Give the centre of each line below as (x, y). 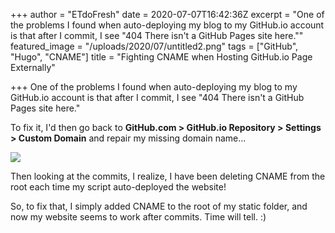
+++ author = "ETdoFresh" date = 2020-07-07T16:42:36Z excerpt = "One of (167, 14)
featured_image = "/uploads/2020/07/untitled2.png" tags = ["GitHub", (154, 46)
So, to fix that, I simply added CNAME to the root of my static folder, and (159, 206)
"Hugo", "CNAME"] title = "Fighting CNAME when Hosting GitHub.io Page (161, 57)
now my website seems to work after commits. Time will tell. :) (138, 217)
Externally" (33, 67)
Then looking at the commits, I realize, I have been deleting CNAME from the (168, 176)
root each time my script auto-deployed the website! (118, 187)
